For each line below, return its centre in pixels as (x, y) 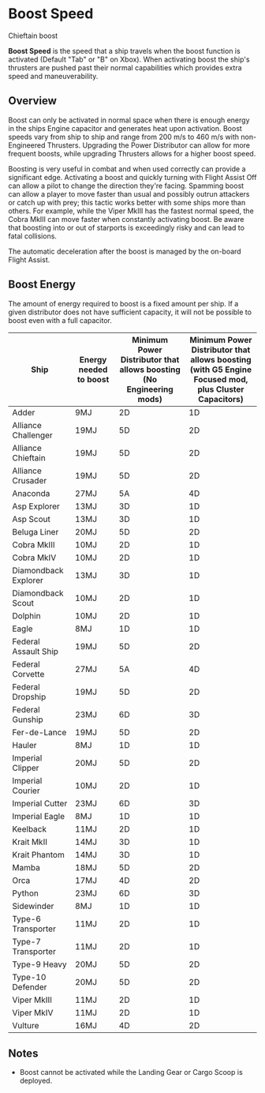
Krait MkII (30, 842)
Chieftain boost (33, 36)
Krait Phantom (38, 854)
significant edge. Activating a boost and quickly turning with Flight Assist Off (132, 177)
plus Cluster (220, 389)
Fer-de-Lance (39, 732)
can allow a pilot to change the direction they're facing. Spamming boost (126, 186)
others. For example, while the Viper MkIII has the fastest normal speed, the (131, 211)
